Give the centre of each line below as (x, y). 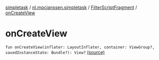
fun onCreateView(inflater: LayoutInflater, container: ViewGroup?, (80, 47)
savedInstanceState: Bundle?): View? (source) (55, 52)
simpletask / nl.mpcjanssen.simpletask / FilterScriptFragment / (71, 7)
